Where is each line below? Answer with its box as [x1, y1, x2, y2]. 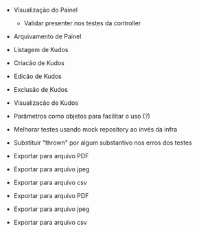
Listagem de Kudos [13, 46, 69, 53]
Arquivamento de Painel [13, 32, 82, 40]
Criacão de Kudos [13, 59, 65, 67]
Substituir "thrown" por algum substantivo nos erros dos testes [13, 138, 192, 147]
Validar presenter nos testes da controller [23, 19, 141, 27]
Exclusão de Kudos [13, 86, 69, 93]
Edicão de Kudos [13, 72, 62, 80]
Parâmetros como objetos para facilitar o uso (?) [13, 112, 151, 120]
